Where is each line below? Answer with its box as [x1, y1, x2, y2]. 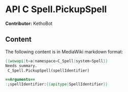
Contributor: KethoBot [5, 20, 53, 26]
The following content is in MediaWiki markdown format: [5, 48, 123, 54]
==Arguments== [5, 77, 36, 82]
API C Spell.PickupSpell [5, 4, 107, 15]
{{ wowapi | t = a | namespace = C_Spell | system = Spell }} [5, 58, 108, 64]
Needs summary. [5, 63, 38, 68]
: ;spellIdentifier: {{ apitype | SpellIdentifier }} [5, 82, 108, 87]
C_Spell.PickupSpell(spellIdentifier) [7, 68, 90, 73]
